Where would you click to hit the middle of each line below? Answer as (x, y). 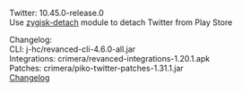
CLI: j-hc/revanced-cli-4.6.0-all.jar (73, 49)
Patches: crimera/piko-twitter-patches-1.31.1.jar (96, 68)
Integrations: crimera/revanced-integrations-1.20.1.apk (110, 59)
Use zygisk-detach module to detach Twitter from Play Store (121, 22)
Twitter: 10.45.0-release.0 (57, 13)
